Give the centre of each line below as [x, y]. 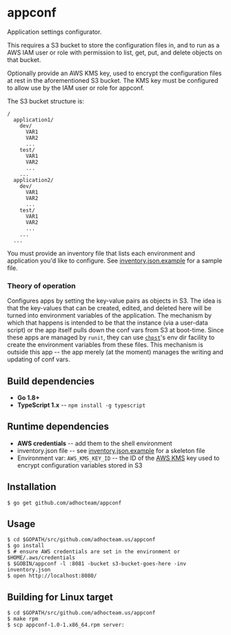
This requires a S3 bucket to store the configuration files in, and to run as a [113, 45]
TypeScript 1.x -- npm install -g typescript [81, 405]
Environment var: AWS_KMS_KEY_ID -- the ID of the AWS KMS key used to [118, 458]
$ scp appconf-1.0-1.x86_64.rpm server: [66, 625]
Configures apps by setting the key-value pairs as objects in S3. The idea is [114, 301]
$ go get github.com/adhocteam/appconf [64, 503]
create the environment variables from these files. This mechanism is [105, 345]
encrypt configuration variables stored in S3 [80, 465]
